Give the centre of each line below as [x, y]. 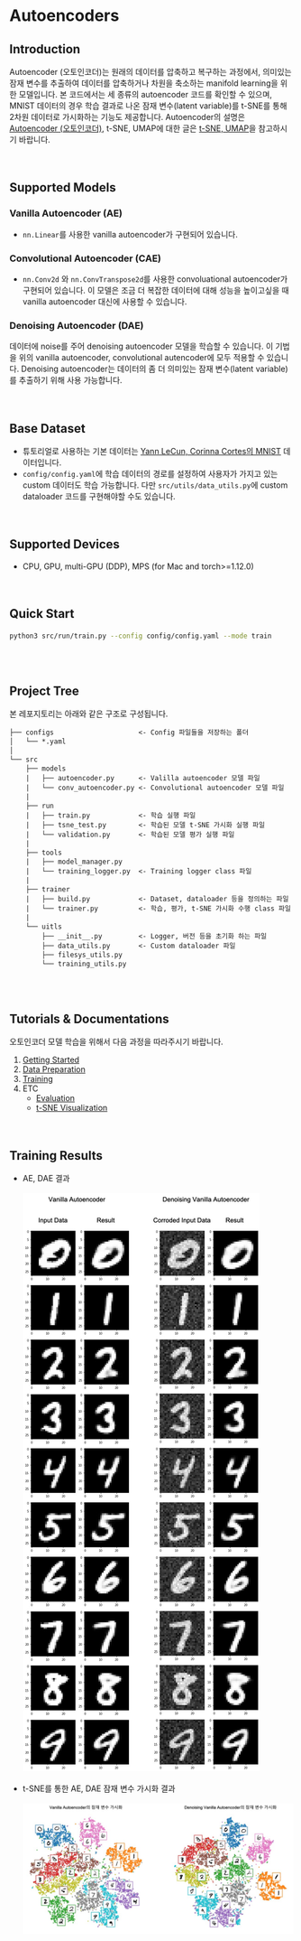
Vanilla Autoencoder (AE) [66, 213]
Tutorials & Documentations [89, 1018]
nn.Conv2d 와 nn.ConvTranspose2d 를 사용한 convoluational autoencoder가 [155, 279]
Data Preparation [54, 1069]
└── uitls [44, 927]
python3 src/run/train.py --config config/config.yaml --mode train [141, 636]
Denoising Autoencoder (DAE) [77, 325]
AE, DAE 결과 [46, 1179]
